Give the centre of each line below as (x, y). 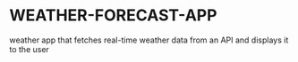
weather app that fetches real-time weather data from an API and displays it (149, 40)
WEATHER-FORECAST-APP (113, 15)
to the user (29, 49)
